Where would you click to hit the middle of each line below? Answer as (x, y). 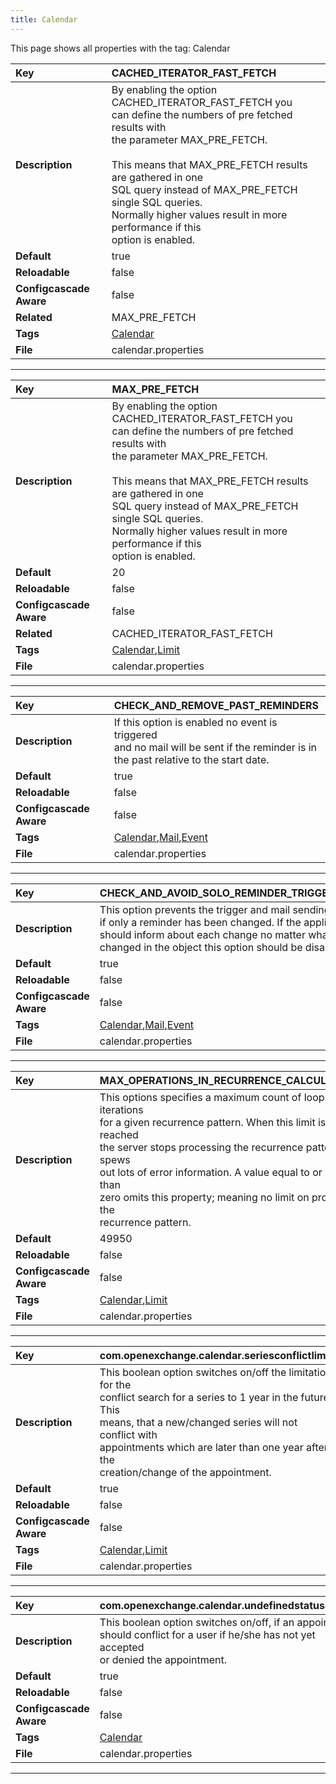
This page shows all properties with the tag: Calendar (120, 48)
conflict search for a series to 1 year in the (199, 1397)
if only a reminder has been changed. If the (200, 922)
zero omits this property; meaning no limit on (204, 1197)
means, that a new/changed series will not (198, 1422)
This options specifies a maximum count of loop (212, 1097)
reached (119, 1134)
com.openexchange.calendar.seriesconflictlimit (216, 1355)
